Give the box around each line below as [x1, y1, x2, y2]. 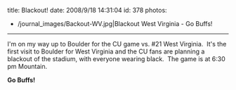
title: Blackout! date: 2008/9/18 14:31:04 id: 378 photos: [7, 6, 167, 14]
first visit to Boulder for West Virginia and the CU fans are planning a [7, 47, 205, 56]
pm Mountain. [7, 63, 48, 70]
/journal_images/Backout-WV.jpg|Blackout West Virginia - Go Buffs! [17, 20, 213, 27]
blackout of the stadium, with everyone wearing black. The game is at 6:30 [7, 55, 226, 63]
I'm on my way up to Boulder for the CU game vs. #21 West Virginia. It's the [7, 40, 227, 48]
